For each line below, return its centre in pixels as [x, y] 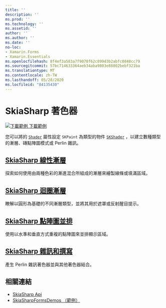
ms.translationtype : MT [30, 71]
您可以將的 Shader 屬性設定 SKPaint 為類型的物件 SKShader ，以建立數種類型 [83, 137]
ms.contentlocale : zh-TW [31, 75]
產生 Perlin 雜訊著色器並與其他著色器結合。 [50, 264]
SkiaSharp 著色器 [41, 111]
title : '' [16, 10]
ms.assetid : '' [21, 29]
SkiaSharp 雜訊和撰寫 [39, 251]
